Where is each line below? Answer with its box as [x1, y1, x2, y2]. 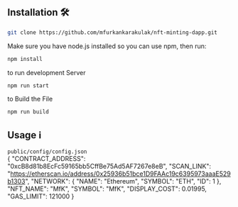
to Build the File [7, 95, 53, 103]
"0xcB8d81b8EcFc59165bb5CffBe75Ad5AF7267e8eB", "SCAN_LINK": [7, 162, 212, 171]
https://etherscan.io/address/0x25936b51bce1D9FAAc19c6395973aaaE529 [10, 169, 231, 178]
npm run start [7, 82, 50, 89]
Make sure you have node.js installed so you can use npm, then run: [7, 42, 207, 50]
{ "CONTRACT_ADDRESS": [7, 155, 86, 163]
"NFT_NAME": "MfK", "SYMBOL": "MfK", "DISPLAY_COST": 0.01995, [7, 184, 207, 194]
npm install [7, 55, 43, 62]
